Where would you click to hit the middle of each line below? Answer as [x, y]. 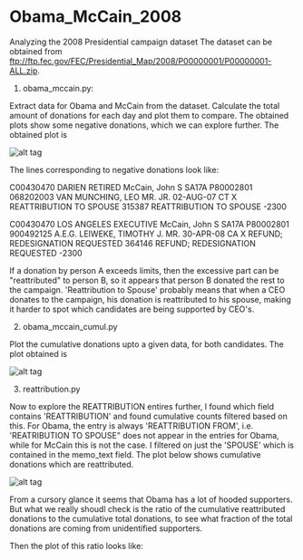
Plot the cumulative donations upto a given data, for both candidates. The [147, 344]
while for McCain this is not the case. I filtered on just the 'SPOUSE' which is [152, 445]
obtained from [36, 51]
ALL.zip [24, 71]
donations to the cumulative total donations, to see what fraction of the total [151, 518]
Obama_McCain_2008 [96, 17]
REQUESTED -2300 [46, 253]
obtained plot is [39, 134]
